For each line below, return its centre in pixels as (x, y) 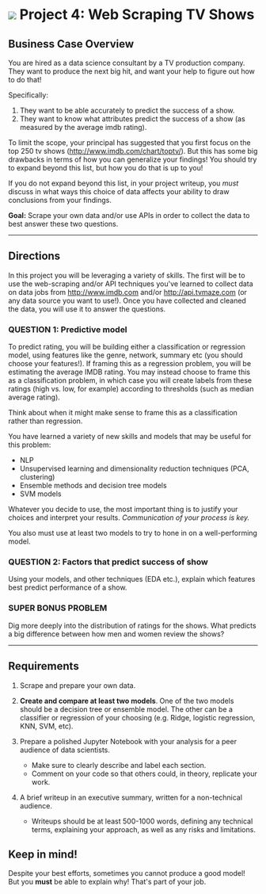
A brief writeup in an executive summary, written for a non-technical (131, 797)
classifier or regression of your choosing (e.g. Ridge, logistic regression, (137, 717)
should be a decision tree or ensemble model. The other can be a (126, 709)
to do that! (25, 80)
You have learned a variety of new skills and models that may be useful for (130, 437)
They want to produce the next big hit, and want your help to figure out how (132, 71)
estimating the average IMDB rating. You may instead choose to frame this (129, 372)
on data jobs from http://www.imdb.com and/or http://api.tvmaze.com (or (128, 292)
